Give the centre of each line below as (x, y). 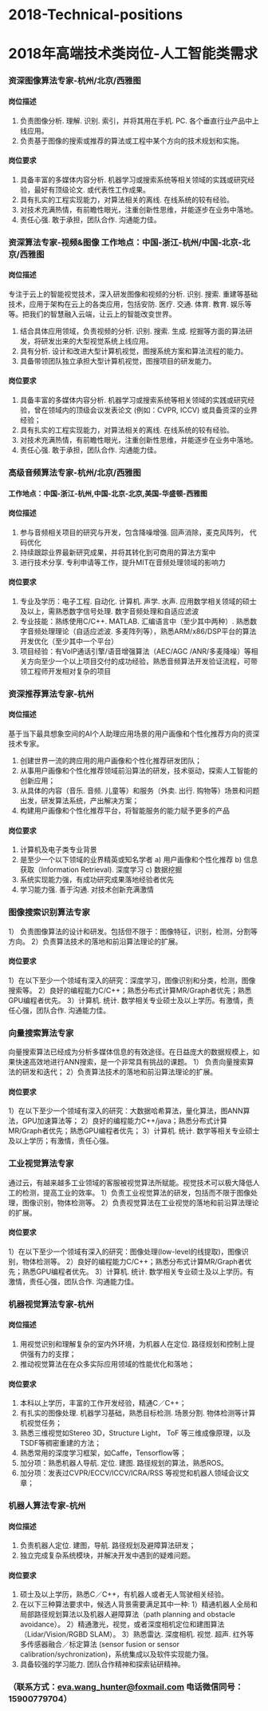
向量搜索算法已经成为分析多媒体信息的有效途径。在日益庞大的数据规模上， (130, 1052)
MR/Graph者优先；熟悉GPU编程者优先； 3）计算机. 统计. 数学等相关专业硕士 (134, 1131)
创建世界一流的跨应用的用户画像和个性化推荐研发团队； (110, 761)
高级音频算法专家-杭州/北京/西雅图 (75, 472)
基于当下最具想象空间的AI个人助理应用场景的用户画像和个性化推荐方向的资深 (134, 734)
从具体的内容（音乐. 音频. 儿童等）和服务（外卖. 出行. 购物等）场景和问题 (140, 791)
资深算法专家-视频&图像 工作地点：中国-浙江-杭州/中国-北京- (125, 242)
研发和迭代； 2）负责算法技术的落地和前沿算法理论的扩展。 (120, 1072)
